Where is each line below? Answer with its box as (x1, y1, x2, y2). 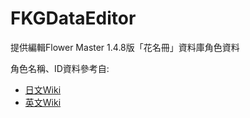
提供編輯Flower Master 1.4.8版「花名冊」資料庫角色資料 (10, 41, 240, 53)
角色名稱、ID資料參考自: (10, 62, 110, 74)
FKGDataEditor (10, 7, 137, 30)
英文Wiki (24, 96, 62, 108)
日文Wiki (24, 83, 62, 96)
